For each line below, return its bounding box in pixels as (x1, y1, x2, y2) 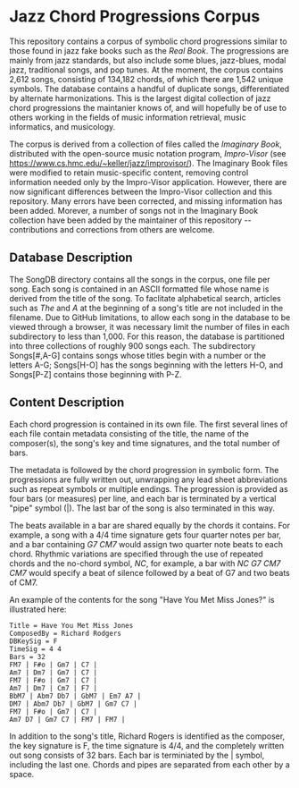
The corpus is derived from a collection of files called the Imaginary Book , (9, 139, 283, 149)
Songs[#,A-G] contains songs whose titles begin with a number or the (9, 350, 266, 360)
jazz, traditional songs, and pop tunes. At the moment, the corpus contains (9, 64, 284, 75)
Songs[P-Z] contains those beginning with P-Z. (9, 369, 182, 379)
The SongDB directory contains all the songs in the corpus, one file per (9, 274, 270, 284)
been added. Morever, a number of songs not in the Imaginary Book (9, 205, 259, 216)
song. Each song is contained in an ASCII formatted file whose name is (9, 284, 270, 294)
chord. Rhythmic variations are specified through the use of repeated (9, 548, 263, 559)
